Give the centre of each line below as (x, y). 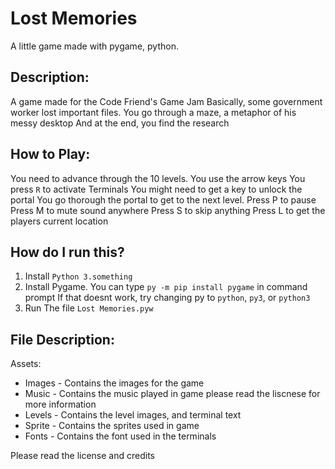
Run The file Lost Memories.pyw (89, 308)
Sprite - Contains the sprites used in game (112, 426)
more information (60, 404)
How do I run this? (67, 252)
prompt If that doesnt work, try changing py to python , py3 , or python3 (167, 298)
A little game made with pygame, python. (94, 46)
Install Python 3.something (78, 276)
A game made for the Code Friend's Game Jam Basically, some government (166, 101)
